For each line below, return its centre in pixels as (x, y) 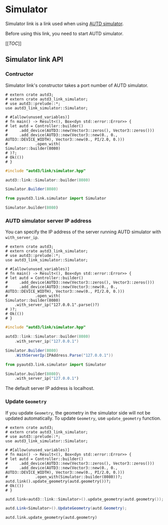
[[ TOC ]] (13, 43)
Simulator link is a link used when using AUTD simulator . (65, 24)
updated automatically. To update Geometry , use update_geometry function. (83, 418)
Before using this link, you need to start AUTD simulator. (65, 33)
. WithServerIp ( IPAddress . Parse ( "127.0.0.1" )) (64, 355)
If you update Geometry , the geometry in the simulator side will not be (78, 412)
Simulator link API (34, 60)
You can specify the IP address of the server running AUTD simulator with (83, 232)
